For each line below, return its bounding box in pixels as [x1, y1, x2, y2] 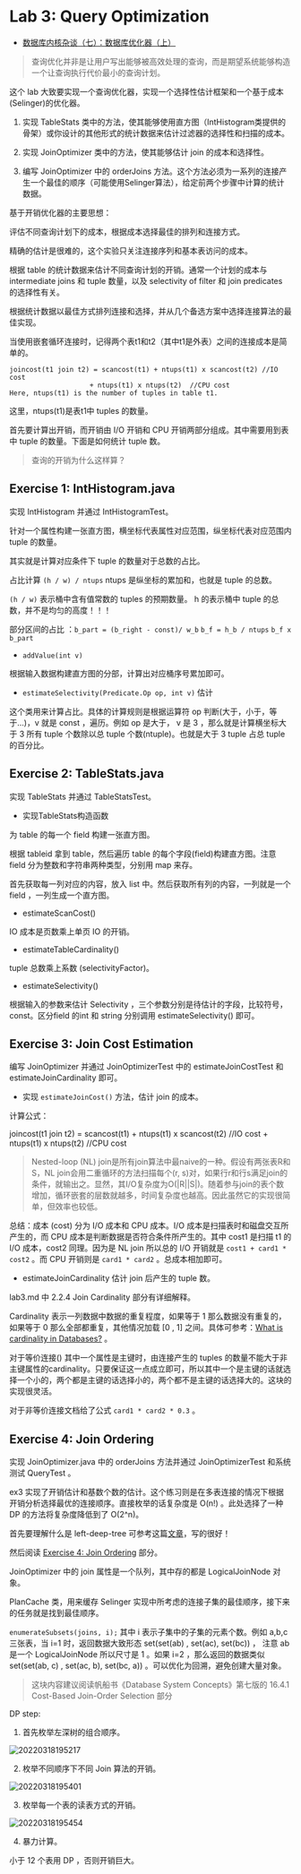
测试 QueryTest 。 [9, 1467, 76, 1479]
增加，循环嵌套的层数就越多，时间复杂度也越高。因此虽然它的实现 [30, 1190, 275, 1201]
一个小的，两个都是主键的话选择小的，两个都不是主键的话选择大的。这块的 [16, 1375, 292, 1386]
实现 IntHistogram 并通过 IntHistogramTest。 [9, 506, 174, 517]
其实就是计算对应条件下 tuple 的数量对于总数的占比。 [9, 555, 205, 566]
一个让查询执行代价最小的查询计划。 [30, 67, 166, 78]
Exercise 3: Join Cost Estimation [9, 1036, 194, 1052]
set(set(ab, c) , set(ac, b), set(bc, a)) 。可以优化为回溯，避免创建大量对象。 [9, 1660, 287, 1672]
